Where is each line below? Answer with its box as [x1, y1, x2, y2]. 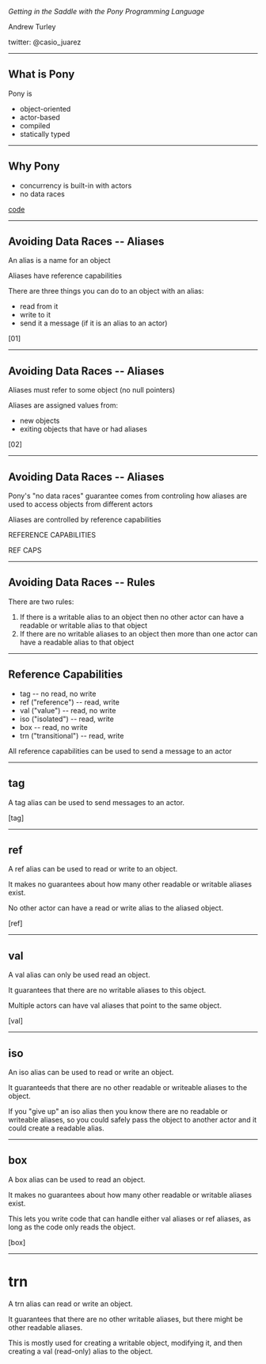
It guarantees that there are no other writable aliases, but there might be [8, 1314, 243, 1324]
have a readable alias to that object [19, 637, 135, 647]
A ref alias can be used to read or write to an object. [8, 864, 178, 874]
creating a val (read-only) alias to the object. [8, 1346, 153, 1356]
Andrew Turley [8, 22, 56, 31]
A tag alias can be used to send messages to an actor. [8, 797, 184, 807]
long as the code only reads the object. [8, 1222, 136, 1232]
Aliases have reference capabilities [8, 271, 123, 280]
